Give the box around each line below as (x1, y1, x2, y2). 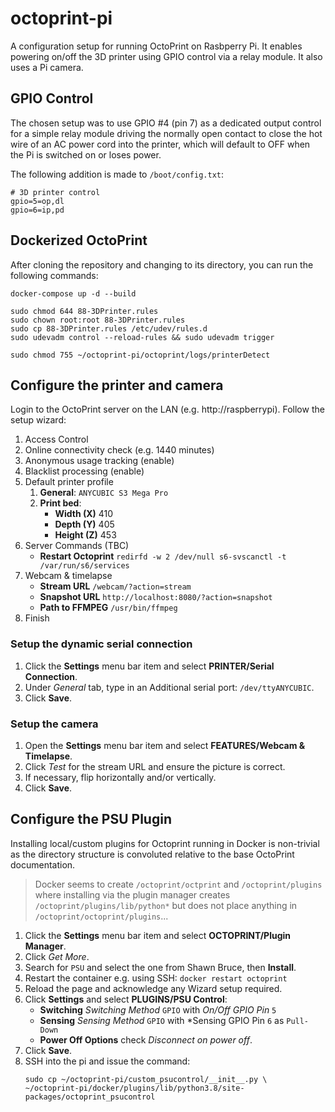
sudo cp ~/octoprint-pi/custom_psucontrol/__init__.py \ (24, 1074, 268, 1084)
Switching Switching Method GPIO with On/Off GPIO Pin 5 (39, 1003, 277, 1016)
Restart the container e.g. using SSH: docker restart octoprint (24, 972, 288, 984)
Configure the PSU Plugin (10, 811, 172, 828)
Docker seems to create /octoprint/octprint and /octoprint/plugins (34, 878, 323, 890)
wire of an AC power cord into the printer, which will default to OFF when (10, 138, 311, 150)
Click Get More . (24, 950, 90, 962)
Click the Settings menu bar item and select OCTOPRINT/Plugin (24, 929, 291, 941)
